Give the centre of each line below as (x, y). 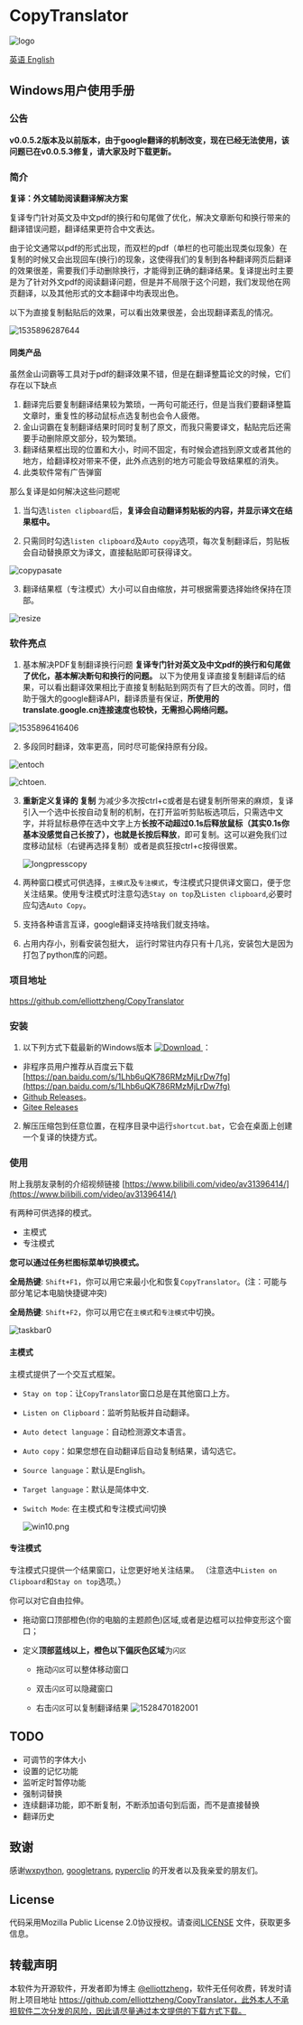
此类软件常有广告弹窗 (62, 472)
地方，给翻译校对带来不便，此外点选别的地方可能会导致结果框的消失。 (153, 461)
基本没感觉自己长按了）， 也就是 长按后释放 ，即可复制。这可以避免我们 (151, 835)
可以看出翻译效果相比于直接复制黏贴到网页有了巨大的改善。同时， (161, 687)
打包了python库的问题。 (67, 955)
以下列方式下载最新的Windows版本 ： (117, 1048)
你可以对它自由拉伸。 (49, 1600)
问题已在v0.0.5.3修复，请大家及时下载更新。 (93, 151)
